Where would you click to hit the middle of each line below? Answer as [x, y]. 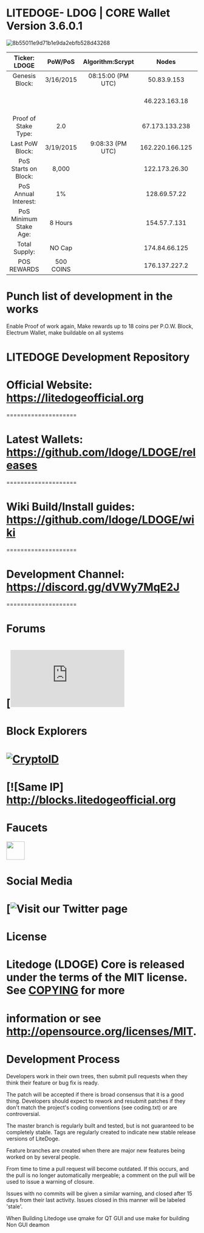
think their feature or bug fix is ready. [53, 1083]
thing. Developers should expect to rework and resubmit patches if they [96, 1101]
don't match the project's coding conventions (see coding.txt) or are [92, 1107]
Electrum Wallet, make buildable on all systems [65, 333]
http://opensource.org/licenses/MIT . [101, 1031]
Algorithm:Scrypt [109, 62]
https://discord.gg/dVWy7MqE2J [93, 587]
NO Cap [61, 248]
